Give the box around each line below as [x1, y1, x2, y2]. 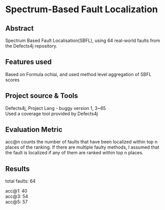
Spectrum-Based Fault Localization [5, 4, 158, 15]
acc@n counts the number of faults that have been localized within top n [5, 139, 158, 145]
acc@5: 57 [5, 199, 28, 205]
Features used [5, 58, 52, 66]
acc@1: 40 [5, 188, 28, 194]
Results [5, 165, 30, 173]
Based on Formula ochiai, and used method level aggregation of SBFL [5, 71, 152, 77]
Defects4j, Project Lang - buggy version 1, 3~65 [5, 105, 106, 111]
